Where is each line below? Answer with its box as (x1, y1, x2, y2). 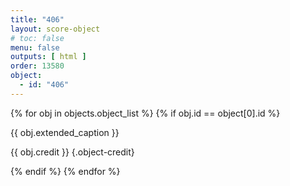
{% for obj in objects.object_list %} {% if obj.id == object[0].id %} (10, 107, 281, 119)
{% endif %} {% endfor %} (10, 165, 121, 177)
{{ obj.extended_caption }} (10, 126, 120, 138)
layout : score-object (10, 24, 101, 34)
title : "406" (10, 14, 65, 25)
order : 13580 (10, 61, 65, 71)
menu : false (10, 42, 60, 53)
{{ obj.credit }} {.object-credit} (10, 146, 135, 158)
